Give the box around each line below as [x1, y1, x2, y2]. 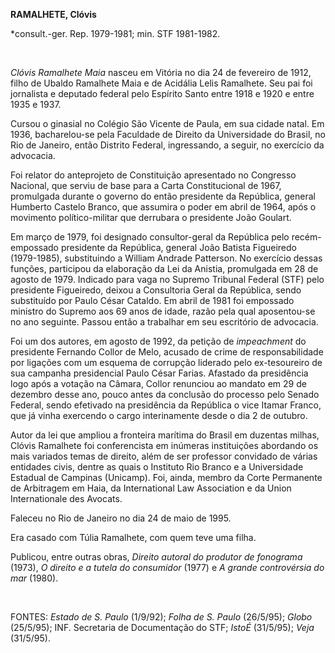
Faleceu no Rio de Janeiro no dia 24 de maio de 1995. [10, 512, 232, 524]
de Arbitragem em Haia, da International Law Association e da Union [10, 482, 292, 494]
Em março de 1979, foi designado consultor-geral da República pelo [10, 231, 290, 243]
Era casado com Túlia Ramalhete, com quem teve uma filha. [10, 532, 257, 543]
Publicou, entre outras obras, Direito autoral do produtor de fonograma [10, 551, 303, 563]
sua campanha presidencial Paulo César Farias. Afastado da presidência [10, 367, 309, 379]
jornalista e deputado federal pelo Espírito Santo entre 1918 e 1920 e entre [10, 88, 315, 99]
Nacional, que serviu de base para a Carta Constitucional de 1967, [10, 180, 282, 191]
